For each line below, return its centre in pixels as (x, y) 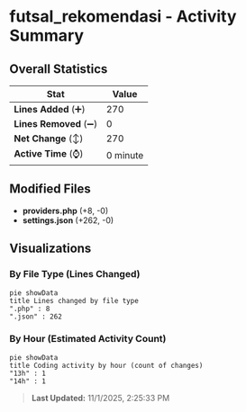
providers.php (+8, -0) (65, 210)
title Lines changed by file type (74, 300)
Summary (46, 36)
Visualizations (50, 249)
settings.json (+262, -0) (68, 220)
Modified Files (50, 189)
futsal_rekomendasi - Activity (123, 17)
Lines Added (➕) (50, 109)
